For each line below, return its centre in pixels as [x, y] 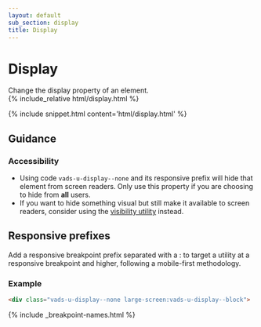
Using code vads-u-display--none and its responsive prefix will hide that [136, 178]
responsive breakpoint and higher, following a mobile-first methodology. [125, 263]
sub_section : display [43, 23]
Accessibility [34, 161]
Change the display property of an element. [78, 90]
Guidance [32, 138]
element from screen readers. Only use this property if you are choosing [136, 186]
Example [25, 283]
